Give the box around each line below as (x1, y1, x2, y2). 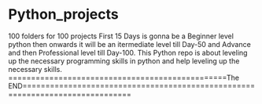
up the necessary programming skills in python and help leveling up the (8, 56, 240, 66)
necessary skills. (8, 64, 63, 74)
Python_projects (8, 5, 120, 23)
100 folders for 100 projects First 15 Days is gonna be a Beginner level (8, 31, 234, 41)
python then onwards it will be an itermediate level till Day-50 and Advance (8, 39, 252, 48)
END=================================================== (8, 81, 256, 91)
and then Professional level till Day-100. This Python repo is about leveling (8, 48, 248, 57)
